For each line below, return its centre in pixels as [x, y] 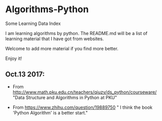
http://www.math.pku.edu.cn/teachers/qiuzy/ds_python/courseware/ [85, 92]
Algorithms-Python [47, 9]
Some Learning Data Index [33, 23]
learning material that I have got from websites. [55, 39]
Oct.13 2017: [25, 74]
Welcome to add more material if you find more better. [62, 48]
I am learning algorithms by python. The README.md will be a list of [76, 33]
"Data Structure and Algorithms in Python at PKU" [65, 97]
